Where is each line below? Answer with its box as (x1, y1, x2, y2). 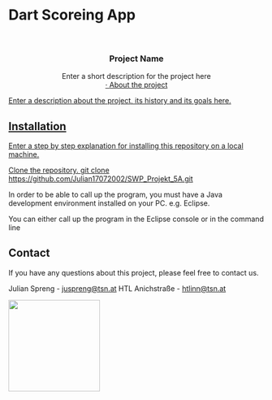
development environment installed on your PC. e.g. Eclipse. (8, 198, 210, 208)
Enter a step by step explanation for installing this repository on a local (8, 141, 244, 151)
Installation (8, 120, 67, 133)
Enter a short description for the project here (62, 72, 211, 81)
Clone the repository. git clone (8, 165, 110, 176)
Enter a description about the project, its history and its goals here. (8, 96, 231, 106)
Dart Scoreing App (8, 6, 136, 24)
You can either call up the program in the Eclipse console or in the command (8, 214, 264, 224)
